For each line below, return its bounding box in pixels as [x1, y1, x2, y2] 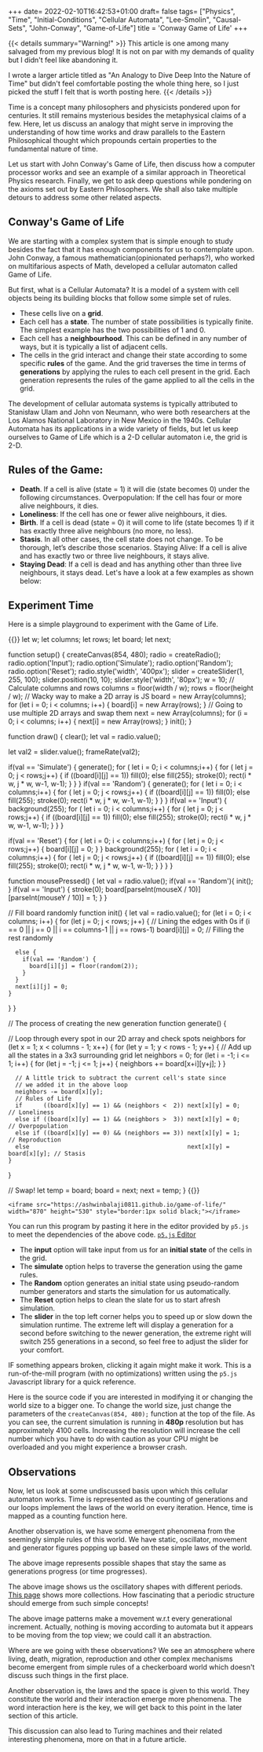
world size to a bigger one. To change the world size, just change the [8, 1401, 232, 1410]
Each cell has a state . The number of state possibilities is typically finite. [19, 317, 254, 326]
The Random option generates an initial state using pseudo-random [19, 1278, 239, 1288]
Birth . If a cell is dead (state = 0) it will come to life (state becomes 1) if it [19, 518, 255, 527]
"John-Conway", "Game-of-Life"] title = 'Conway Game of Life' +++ [28, 24, 248, 32]
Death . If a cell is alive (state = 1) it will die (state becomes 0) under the [19, 484, 250, 493]
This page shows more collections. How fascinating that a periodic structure [8, 1590, 255, 1600]
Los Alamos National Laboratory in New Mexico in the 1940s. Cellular [8, 416, 232, 425]
